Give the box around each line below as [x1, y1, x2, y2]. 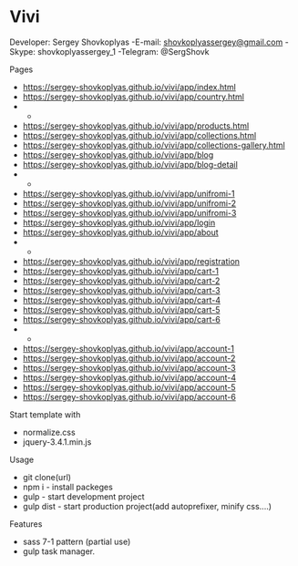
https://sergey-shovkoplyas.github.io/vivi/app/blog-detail [22, 159, 239, 170]
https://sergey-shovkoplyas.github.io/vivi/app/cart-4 [22, 294, 221, 305]
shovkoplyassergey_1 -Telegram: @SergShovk [37, 46, 210, 57]
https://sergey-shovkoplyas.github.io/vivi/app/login [22, 217, 216, 228]
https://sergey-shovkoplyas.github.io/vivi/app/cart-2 [22, 275, 221, 286]
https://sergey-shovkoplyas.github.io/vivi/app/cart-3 [22, 284, 221, 295]
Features [9, 518, 43, 530]
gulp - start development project [22, 490, 145, 502]
